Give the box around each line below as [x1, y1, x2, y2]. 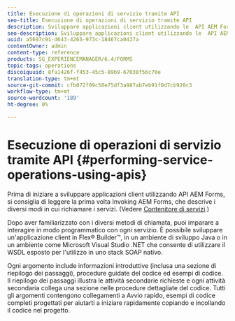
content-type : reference [7, 50, 80, 57]
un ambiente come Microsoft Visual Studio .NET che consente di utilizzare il [7, 240, 226, 248]
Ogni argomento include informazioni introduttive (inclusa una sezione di [7, 261, 217, 269]
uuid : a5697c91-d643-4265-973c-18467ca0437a [7, 36, 139, 43]
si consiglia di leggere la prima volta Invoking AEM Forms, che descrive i [7, 197, 215, 206]
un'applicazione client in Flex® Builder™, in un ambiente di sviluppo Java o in [7, 233, 227, 241]
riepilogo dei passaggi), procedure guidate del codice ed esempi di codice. [7, 269, 224, 277]
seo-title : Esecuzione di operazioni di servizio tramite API [7, 17, 192, 24]
